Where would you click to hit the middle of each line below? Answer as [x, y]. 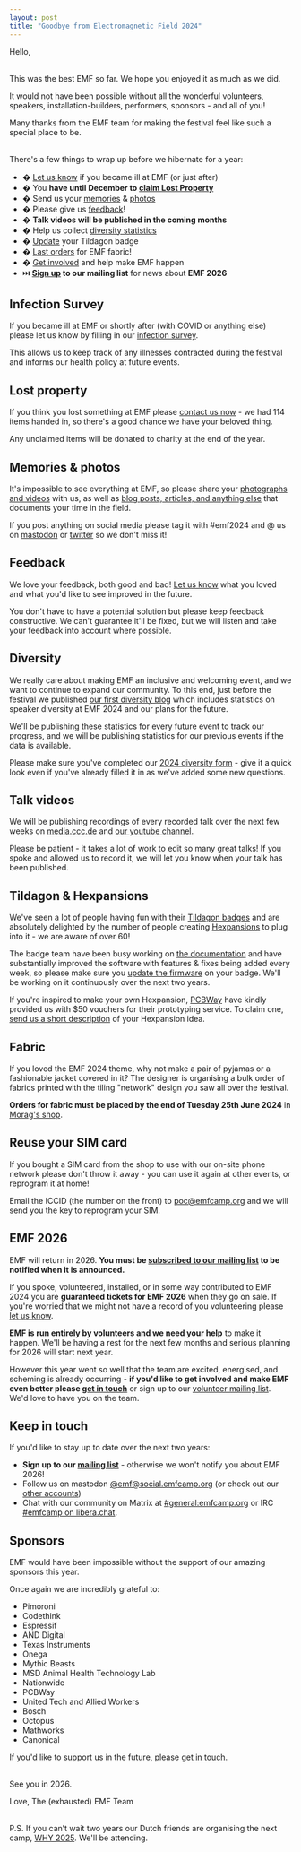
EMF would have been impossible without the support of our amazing [138, 1562]
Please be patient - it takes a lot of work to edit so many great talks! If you [146, 849]
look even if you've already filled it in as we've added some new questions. [147, 772]
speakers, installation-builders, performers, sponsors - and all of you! [138, 105]
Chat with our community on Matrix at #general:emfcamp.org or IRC [148, 1503]
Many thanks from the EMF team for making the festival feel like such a [140, 123]
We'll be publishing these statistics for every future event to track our [137, 726]
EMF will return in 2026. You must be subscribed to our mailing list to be [145, 1259]
